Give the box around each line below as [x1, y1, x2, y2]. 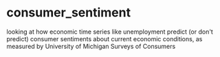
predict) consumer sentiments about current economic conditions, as [6, 34, 203, 43]
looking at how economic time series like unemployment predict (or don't [6, 27, 214, 36]
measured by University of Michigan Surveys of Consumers [6, 42, 176, 50]
